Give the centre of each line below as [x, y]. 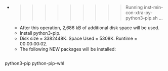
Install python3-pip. [40, 33]
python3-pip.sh [141, 18]
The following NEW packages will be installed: [68, 49]
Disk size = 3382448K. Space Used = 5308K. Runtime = [78, 38]
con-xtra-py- [139, 13]
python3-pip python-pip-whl [34, 63]
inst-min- [153, 7]
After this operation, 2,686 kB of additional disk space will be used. [90, 28]
